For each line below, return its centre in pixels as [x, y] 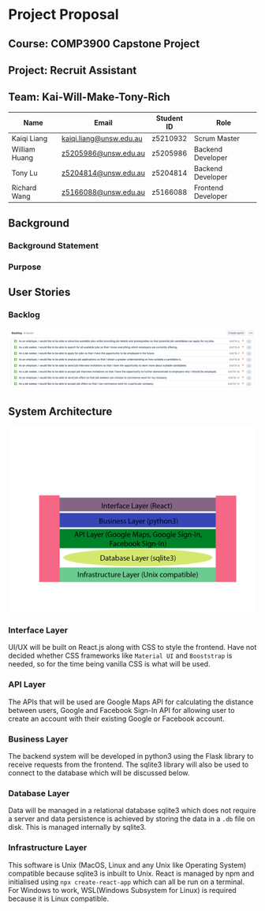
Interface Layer [38, 630]
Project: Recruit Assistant [73, 70]
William [23, 149]
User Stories [39, 292]
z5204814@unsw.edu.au [104, 173]
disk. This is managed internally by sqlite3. [77, 827]
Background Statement [53, 246]
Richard [24, 188]
